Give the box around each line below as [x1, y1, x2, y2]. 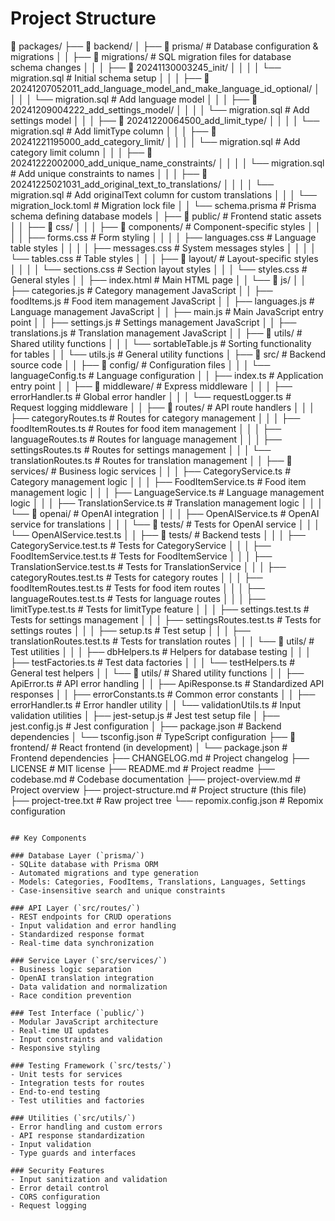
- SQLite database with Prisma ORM [10, 859, 159, 869]
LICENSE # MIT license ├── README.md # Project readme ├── [10, 762, 275, 774]
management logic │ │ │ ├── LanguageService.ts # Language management [10, 486, 325, 498]
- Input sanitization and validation [10, 1174, 168, 1184]
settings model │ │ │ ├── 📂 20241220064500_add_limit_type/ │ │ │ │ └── [10, 114, 320, 126]
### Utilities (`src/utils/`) [10, 1113, 137, 1123]
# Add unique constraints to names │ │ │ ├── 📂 [10, 167, 208, 179]
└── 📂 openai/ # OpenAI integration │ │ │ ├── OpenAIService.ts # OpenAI [10, 507, 320, 519]
